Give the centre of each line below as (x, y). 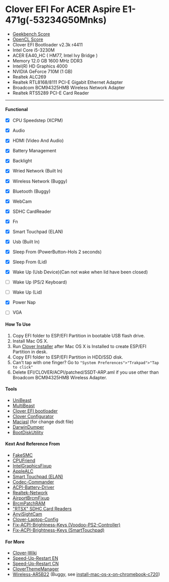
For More (15, 542)
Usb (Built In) (26, 242)
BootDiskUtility (28, 432)
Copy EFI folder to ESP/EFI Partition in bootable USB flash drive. (79, 335)
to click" (23, 367)
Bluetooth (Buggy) (31, 191)
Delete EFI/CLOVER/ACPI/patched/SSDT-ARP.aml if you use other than (86, 372)
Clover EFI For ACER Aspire (63, 9)
